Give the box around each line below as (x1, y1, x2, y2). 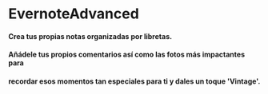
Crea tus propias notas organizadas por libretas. (8, 31, 173, 41)
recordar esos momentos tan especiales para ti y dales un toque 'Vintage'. (8, 76, 261, 86)
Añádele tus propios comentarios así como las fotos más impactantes (8, 49, 246, 60)
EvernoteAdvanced (8, 5, 140, 23)
